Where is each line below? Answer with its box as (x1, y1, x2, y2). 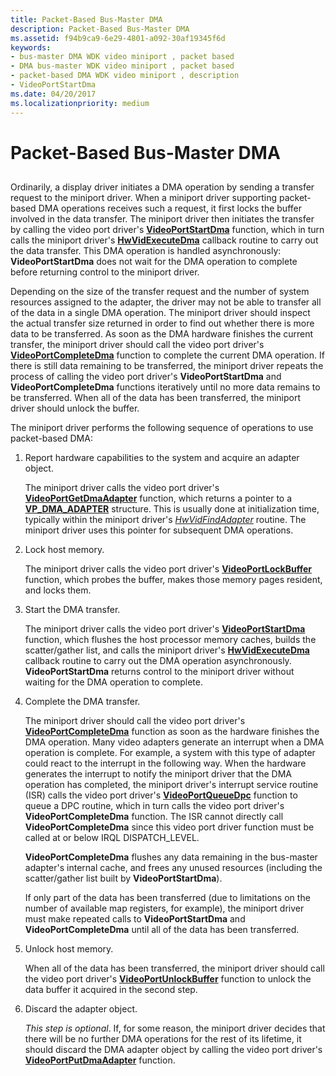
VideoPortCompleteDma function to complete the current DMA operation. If (10, 349, 325, 361)
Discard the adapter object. (24, 1003, 138, 1015)
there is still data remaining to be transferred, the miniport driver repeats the (10, 360, 324, 372)
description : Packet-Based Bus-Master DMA (10, 24, 190, 34)
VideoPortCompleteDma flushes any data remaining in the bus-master (24, 851, 318, 863)
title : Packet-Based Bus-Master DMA (10, 14, 163, 25)
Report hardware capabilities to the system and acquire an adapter (24, 452, 300, 464)
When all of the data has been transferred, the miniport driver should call (24, 962, 325, 975)
